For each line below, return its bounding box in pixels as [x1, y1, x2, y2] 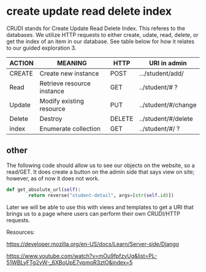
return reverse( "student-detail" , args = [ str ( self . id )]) [28, 192, 174, 198]
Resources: [6, 228, 35, 236]
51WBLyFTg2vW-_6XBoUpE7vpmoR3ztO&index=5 [6, 258, 133, 266]
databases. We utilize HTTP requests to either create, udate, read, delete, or [6, 31, 199, 38]
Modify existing [39, 96, 85, 105]
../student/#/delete [139, 114, 193, 123]
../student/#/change [139, 100, 197, 109]
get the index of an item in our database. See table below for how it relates [6, 37, 195, 45]
